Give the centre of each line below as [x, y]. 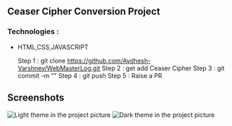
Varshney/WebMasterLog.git [59, 68]
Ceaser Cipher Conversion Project [84, 12]
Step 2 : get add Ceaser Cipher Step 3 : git [163, 68]
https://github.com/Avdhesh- [109, 61]
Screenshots [36, 98]
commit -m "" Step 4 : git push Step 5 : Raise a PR [90, 75]
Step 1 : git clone [41, 61]
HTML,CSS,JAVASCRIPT [53, 47]
